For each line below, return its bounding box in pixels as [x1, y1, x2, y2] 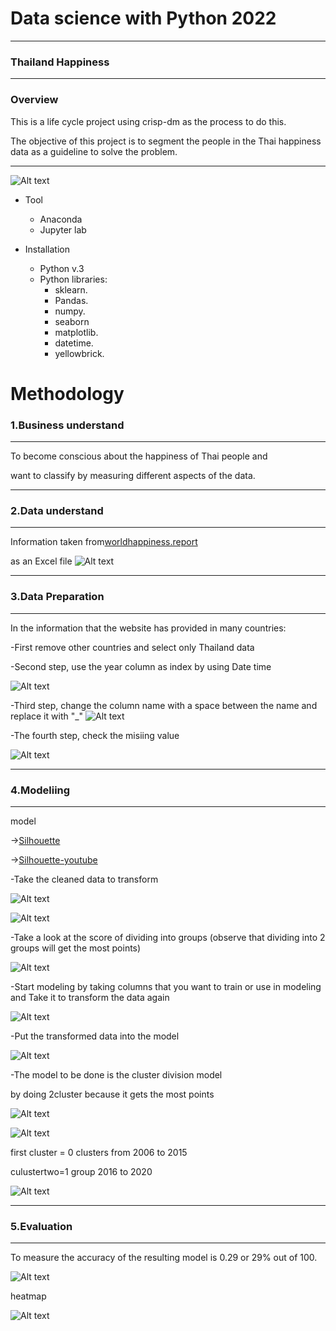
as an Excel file [10, 555, 73, 567]
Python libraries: [39, 273, 108, 285]
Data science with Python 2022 [10, 7, 277, 30]
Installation [24, 243, 71, 255]
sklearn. [54, 283, 88, 296]
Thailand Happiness [10, 55, 110, 69]
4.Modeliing [10, 783, 71, 797]
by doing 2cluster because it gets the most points [10, 1088, 215, 1100]
